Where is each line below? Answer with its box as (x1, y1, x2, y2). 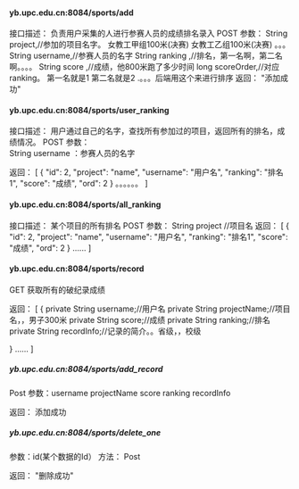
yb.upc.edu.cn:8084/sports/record (9, 263, 145, 274)
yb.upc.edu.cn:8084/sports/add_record (9, 364, 163, 375)
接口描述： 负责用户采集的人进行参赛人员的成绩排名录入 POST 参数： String (9, 28, 288, 39)
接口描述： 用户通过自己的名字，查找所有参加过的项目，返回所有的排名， (9, 126, 278, 137)
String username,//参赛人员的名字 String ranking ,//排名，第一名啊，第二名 (9, 50, 283, 62)
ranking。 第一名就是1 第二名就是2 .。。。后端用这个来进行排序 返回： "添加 (9, 72, 281, 84)
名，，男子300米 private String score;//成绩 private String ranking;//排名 (9, 314, 270, 325)
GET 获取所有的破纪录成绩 (9, 284, 105, 294)
